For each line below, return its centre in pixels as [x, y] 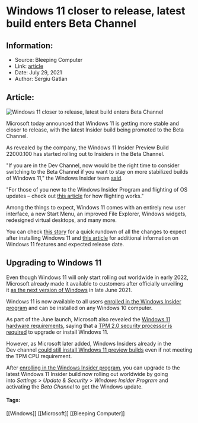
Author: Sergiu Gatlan [41, 79]
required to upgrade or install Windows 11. [57, 332]
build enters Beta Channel [71, 23]
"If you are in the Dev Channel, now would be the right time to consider [93, 165]
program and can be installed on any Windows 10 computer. [79, 308]
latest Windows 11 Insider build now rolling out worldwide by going [87, 374]
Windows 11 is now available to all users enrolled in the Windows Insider [94, 301]
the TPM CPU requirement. [39, 356]
